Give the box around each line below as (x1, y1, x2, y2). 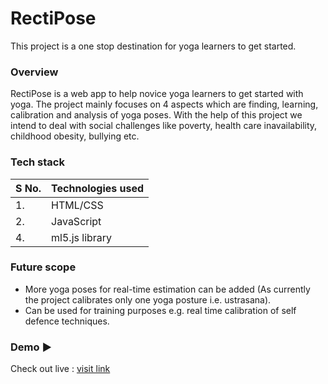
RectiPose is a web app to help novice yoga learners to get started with (10, 88, 304, 100)
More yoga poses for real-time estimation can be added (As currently (24, 283, 311, 295)
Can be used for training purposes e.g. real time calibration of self (24, 304, 297, 316)
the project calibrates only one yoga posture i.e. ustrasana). (24, 293, 272, 306)
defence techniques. (24, 315, 110, 327)
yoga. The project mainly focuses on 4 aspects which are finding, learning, (10, 98, 319, 111)
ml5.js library (51, 230, 113, 244)
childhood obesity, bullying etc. (10, 130, 140, 142)
